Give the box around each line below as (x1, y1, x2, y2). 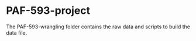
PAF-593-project (6, 4, 91, 17)
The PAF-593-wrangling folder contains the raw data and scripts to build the (6, 23, 190, 30)
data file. (6, 29, 27, 36)
